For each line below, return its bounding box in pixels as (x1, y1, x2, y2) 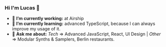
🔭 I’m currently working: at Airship (11, 16, 84, 22)
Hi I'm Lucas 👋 (4, 4, 40, 11)
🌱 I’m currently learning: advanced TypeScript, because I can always (11, 21, 156, 26)
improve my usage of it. (11, 26, 61, 32)
